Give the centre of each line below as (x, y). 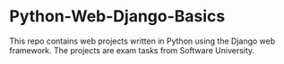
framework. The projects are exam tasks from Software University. (132, 50)
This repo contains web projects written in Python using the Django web (142, 41)
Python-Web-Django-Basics (117, 16)
